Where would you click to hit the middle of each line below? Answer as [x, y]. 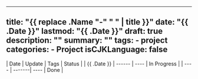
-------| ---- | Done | [38, 70]
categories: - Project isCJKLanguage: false [87, 49]
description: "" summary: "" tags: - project [87, 41]
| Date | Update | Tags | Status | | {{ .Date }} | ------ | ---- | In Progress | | [95, 63]
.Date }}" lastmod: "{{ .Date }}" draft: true [85, 31]
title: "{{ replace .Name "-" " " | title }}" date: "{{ [97, 22]
